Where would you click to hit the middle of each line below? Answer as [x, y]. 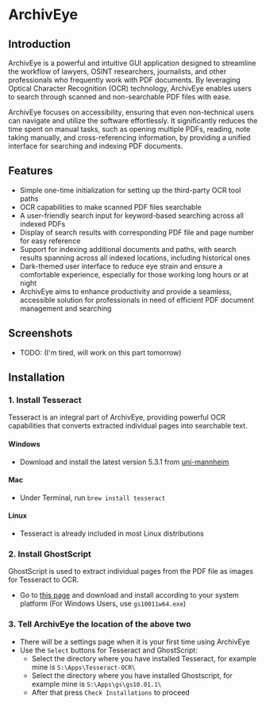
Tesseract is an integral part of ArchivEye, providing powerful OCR [117, 417]
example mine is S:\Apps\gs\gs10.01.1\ [96, 684]
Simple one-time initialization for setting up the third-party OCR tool [130, 190]
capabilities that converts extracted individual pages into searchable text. [128, 426]
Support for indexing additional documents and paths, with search [128, 249]
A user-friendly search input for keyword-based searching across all [131, 215]
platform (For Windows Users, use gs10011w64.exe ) [103, 604]
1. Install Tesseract [45, 400]
